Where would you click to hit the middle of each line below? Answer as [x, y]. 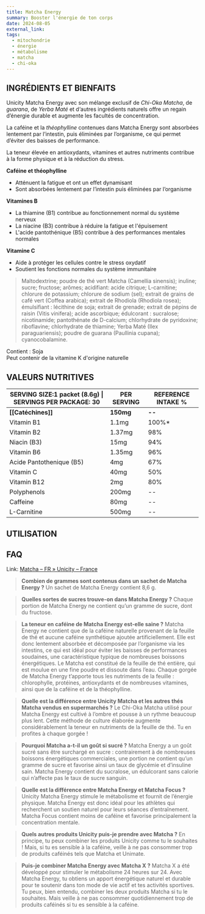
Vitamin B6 [25, 452]
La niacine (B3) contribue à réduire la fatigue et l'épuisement [91, 226]
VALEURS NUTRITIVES [50, 377]
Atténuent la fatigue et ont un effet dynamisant [74, 183]
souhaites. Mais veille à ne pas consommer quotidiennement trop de [107, 898]
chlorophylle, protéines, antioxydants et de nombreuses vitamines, [105, 683]
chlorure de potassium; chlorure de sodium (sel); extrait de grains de [108, 294]
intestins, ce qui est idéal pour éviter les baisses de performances [104, 650]
